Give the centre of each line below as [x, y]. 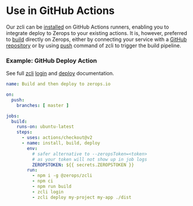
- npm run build [52, 187]
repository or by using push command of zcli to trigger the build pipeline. [94, 46]
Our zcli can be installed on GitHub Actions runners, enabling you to [87, 27]
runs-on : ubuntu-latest [45, 127]
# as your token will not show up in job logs [90, 159]
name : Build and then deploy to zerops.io [58, 84]
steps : [24, 132]
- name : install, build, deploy [61, 143]
